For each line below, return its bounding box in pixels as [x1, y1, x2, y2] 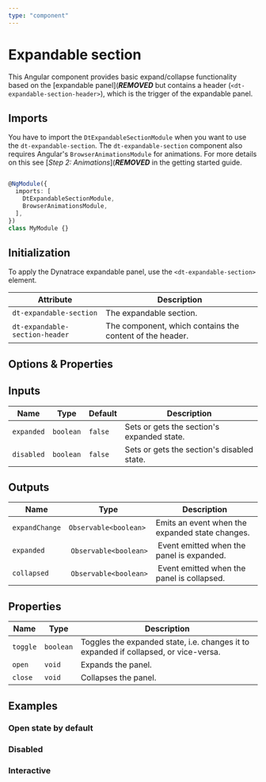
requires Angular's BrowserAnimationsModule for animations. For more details [8, 150, 257, 159]
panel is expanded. [155, 550, 226, 561]
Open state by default [8, 723, 93, 734]
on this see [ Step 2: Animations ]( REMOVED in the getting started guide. [8, 158, 243, 167]
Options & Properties [8, 357, 113, 370]
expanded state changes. [155, 527, 250, 538]
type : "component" [8, 11, 69, 20]
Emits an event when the [155, 518, 247, 529]
